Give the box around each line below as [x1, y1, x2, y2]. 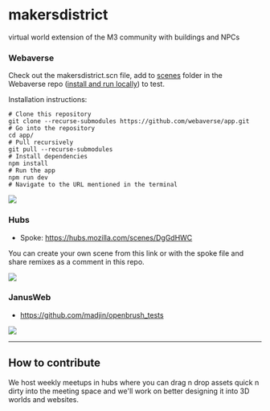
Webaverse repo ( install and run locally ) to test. [8, 79, 165, 89]
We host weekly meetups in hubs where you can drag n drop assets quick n [8, 377, 260, 387]
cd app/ [8, 131, 35, 140]
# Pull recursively [8, 138, 74, 146]
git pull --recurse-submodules [8, 146, 113, 154]
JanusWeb [8, 292, 51, 303]
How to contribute [8, 356, 101, 370]
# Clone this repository [8, 110, 92, 118]
